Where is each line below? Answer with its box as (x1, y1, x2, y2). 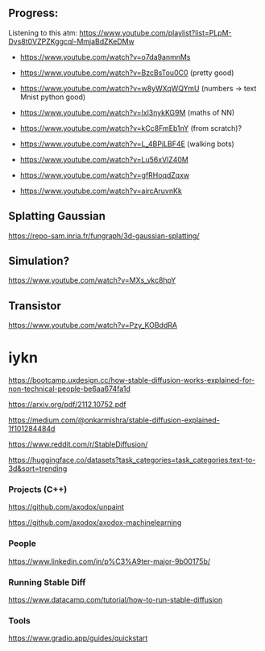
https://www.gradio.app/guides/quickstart (8, 633, 148, 643)
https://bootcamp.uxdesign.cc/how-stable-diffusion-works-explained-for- (8, 376, 255, 385)
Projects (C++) (8, 484, 68, 495)
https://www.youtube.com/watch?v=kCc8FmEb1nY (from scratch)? (19, 123, 242, 132)
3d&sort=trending (8, 464, 68, 473)
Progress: (8, 6, 59, 20)
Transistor (8, 299, 62, 313)
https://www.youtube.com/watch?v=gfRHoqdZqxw (19, 170, 190, 180)
